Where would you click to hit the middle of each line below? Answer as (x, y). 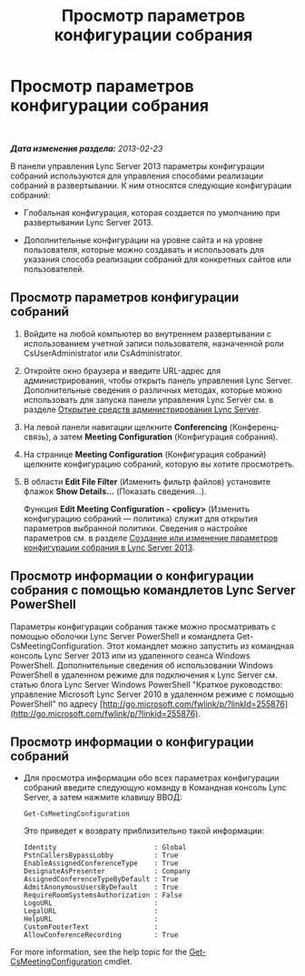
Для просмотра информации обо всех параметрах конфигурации (151, 778)
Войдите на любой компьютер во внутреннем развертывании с (147, 334)
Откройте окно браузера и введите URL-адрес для (122, 370)
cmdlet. (118, 961)
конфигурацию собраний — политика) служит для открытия (140, 518)
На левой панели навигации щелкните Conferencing (125, 427)
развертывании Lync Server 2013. (88, 222)
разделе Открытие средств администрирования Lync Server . (142, 409)
